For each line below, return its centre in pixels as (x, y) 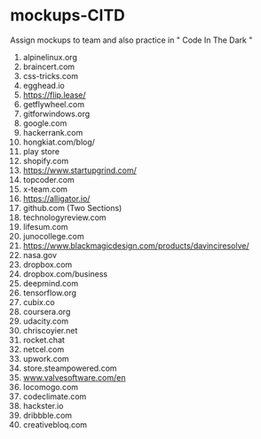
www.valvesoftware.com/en (75, 377)
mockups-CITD (67, 16)
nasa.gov (40, 255)
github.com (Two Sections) (72, 208)
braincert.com (49, 67)
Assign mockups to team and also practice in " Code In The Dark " (131, 40)
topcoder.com (48, 179)
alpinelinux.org (50, 57)
